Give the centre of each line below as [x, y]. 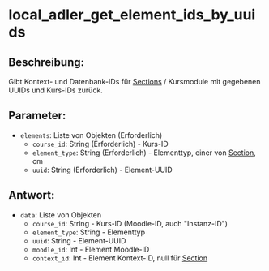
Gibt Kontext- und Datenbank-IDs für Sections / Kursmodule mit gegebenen [134, 82]
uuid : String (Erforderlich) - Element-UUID [102, 170]
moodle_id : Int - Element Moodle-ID [91, 249]
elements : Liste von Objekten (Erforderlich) [91, 135]
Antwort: [32, 195]
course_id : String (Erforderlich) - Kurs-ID [100, 144]
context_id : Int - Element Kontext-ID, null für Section [120, 258]
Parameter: [37, 116]
